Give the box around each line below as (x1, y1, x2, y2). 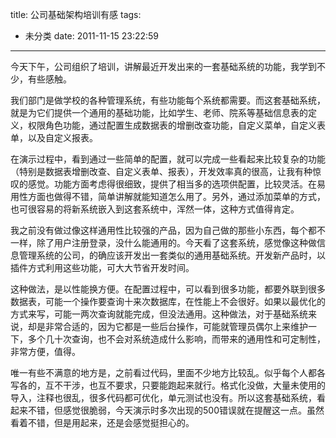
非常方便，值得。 (10, 346, 81, 357)
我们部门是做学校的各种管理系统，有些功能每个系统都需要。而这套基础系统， (10, 94, 326, 106)
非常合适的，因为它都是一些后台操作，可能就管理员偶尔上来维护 (44, 321, 308, 332)
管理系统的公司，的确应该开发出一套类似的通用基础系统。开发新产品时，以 (18, 249, 326, 261)
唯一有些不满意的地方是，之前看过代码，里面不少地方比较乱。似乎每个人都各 (10, 367, 326, 378)
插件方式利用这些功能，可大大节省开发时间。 (10, 262, 195, 273)
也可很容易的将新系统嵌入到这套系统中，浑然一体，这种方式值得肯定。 (10, 203, 300, 215)
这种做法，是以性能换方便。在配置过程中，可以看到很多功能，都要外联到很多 (10, 283, 326, 295)
